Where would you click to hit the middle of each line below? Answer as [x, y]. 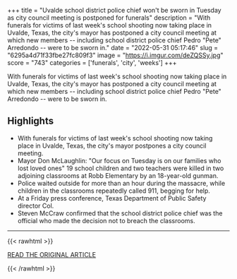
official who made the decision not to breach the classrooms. [106, 220]
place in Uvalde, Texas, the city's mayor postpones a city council [112, 146]
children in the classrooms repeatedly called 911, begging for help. [114, 191]
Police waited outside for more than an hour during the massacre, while [121, 183]
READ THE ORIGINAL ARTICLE [52, 254]
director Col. [36, 206]
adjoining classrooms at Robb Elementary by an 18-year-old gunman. [118, 175]
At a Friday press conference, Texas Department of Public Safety [112, 198]
